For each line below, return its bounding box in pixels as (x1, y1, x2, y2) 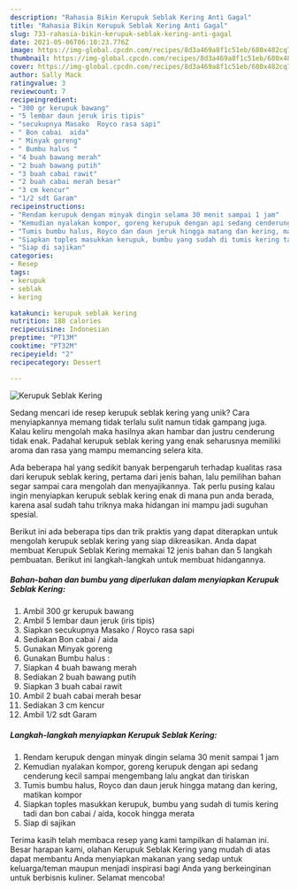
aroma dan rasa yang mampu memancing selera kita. (10, 444, 203, 456)
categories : (10, 251, 54, 261)
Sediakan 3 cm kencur (22, 700, 105, 710)
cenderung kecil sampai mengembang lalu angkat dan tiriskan (22, 771, 250, 781)
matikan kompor (22, 789, 82, 801)
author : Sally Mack (10, 71, 82, 80)
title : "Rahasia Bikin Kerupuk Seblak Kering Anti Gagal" (10, 21, 228, 30)
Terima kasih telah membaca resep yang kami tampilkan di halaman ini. (10, 835, 270, 846)
